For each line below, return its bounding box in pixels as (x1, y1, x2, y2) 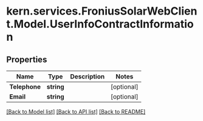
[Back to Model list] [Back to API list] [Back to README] (6, 108, 146, 115)
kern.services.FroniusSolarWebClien (6, 4, 198, 18)
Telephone (9, 83, 41, 91)
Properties (6, 54, 47, 64)
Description (70, 72, 105, 80)
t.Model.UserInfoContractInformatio (6, 17, 194, 31)
